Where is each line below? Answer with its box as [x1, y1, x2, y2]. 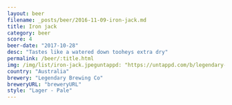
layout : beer [7, 10, 45, 17]
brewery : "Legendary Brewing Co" [7, 74, 104, 82]
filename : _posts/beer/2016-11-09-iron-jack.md [7, 17, 147, 23]
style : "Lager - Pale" [7, 87, 72, 94]
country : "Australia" [7, 68, 70, 75]
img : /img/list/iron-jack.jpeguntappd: [7, 61, 122, 68]
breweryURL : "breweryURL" [7, 81, 81, 88]
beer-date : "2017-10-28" [7, 42, 79, 49]
